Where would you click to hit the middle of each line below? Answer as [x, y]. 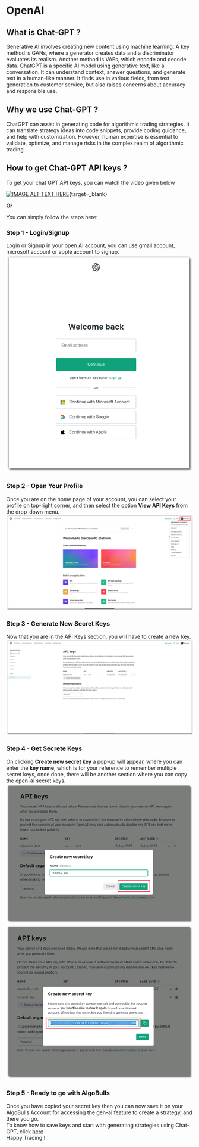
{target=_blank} [88, 194]
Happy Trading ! [26, 1137]
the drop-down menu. [33, 512]
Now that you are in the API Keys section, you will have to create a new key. [99, 637]
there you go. [23, 1118]
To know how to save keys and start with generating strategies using [90, 1125]
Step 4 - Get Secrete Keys [44, 748]
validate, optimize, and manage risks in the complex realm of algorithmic [95, 143]
